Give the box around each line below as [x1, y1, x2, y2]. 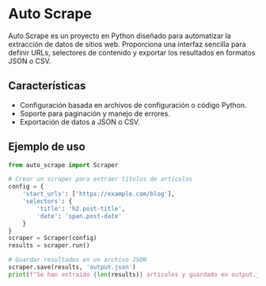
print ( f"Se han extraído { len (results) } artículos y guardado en [8, 270, 228, 278]
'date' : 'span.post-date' [36, 212, 123, 220]
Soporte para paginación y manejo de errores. [19, 109, 170, 118]
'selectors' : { [22, 197, 73, 206]
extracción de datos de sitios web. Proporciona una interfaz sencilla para [8, 39, 247, 48]
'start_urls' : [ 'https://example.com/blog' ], [22, 190, 176, 198]
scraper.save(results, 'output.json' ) [8, 263, 136, 272]
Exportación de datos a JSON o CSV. [19, 116, 140, 127]
